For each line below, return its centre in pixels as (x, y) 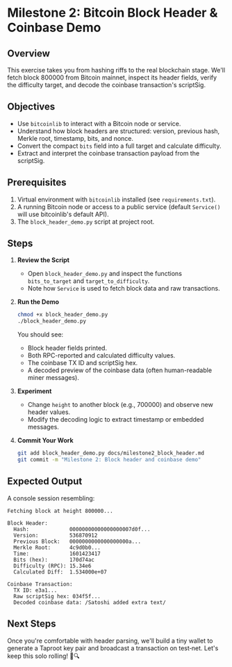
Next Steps (32, 624)
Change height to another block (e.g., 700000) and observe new (120, 405)
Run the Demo (38, 302)
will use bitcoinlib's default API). (63, 214)
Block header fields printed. (67, 348)
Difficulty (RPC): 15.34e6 (52, 566)
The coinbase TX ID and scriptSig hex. (83, 363)
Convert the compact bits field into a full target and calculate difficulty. (119, 146)
